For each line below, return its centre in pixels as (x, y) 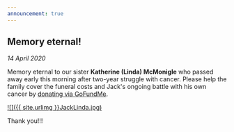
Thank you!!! (25, 121)
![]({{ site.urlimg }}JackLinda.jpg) (55, 108)
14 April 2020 (26, 58)
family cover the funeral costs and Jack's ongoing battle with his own (107, 87)
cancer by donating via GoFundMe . (58, 94)
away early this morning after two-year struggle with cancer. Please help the (117, 79)
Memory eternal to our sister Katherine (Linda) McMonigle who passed (110, 72)
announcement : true (36, 14)
